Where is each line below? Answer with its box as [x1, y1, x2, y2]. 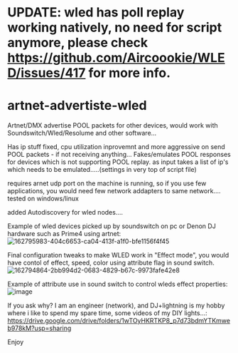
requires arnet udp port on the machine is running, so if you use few [7, 179, 207, 188]
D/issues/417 [7, 65, 86, 81]
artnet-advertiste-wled [7, 98, 147, 114]
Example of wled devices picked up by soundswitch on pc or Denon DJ [7, 222, 217, 230]
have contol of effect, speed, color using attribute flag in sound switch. [7, 258, 215, 267]
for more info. [88, 65, 171, 81]
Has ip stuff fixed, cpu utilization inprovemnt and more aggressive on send [7, 143, 225, 151]
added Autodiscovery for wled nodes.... [7, 208, 123, 217]
